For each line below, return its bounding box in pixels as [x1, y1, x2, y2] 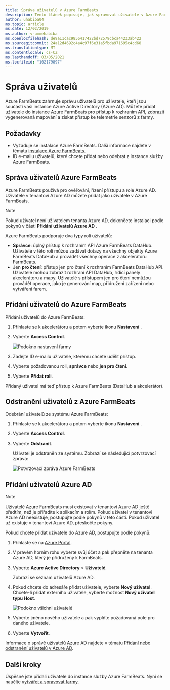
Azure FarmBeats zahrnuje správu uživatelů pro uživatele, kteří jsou [5, 98, 146, 104]
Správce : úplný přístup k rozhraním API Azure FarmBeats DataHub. [12, 242, 153, 248]
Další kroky [5, 660, 41, 669]
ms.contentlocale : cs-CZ [5, 50, 58, 55]
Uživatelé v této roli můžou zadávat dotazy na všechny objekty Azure [12, 247, 157, 254]
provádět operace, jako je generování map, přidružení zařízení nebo [12, 280, 154, 286]
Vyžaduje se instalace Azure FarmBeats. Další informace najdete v [12, 143, 151, 148]
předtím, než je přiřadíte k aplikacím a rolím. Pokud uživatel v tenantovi [5, 509, 153, 515]
